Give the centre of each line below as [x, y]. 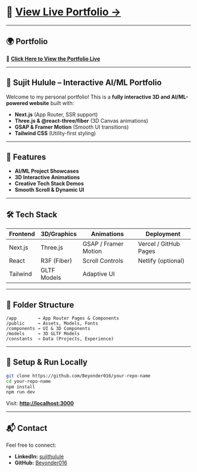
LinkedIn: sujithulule [39, 457]
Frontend [22, 234]
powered [17, 103]
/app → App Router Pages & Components [62, 318]
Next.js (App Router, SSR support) [56, 114]
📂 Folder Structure [40, 305]
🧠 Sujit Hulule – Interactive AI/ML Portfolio [84, 82]
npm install [21, 387]
